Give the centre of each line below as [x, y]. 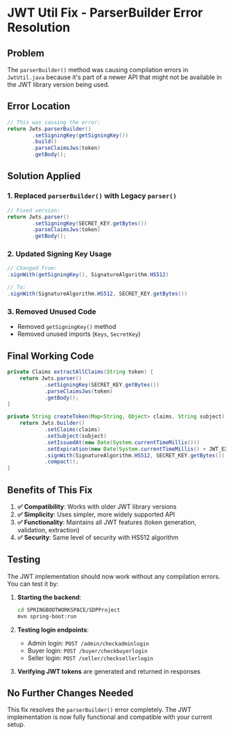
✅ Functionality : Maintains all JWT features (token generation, [107, 522]
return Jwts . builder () [52, 423]
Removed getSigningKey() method [67, 327]
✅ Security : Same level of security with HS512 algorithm [98, 537]
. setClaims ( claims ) [72, 430]
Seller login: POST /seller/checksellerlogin [90, 658]
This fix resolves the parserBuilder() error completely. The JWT [100, 710]
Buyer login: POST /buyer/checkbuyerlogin [87, 650]
